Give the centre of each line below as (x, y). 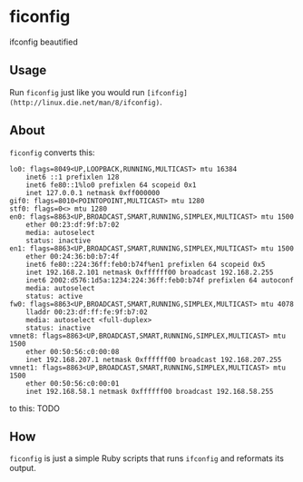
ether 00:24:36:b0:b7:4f (73, 256)
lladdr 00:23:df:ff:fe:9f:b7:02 (87, 312)
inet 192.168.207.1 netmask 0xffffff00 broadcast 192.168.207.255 (154, 359)
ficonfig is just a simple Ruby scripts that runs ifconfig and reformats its (147, 458)
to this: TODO (35, 408)
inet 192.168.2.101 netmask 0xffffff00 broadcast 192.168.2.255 (150, 272)
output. (23, 468)
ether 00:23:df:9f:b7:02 (73, 224)
